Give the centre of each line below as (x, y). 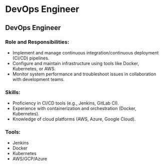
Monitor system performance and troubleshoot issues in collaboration (84, 74)
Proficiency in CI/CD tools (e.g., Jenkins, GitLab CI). (65, 103)
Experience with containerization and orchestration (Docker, (74, 108)
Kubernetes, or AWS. (34, 68)
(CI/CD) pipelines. (31, 58)
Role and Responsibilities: (37, 42)
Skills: (13, 92)
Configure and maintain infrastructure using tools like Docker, (75, 63)
